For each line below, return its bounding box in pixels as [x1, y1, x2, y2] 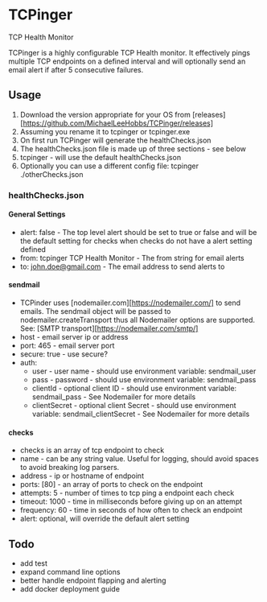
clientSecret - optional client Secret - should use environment [31, 401, 236, 410]
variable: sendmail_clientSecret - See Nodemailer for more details [31, 409, 250, 419]
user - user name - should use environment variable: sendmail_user [31, 366, 257, 376]
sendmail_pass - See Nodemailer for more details [31, 392, 196, 402]
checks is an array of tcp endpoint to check [19, 445, 165, 456]
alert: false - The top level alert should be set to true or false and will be [19, 227, 257, 237]
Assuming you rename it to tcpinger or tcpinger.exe [19, 126, 191, 136]
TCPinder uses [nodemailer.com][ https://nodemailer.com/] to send [19, 298, 241, 307]
